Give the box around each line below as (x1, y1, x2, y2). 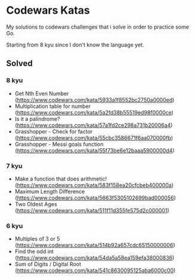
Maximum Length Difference (14, 188, 85, 195)
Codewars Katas (6, 4, 91, 17)
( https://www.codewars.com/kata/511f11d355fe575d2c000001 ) (14, 207, 169, 214)
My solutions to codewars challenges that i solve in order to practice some (6, 23, 190, 30)
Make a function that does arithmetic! (14, 175, 107, 182)
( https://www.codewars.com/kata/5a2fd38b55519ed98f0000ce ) (14, 108, 174, 116)
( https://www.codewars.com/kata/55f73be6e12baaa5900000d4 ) (14, 147, 175, 154)
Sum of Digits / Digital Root (14, 260, 82, 268)
